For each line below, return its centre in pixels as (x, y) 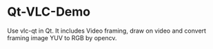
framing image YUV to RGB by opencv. (62, 37)
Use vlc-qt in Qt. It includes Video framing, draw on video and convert (107, 31)
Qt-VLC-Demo (49, 12)
